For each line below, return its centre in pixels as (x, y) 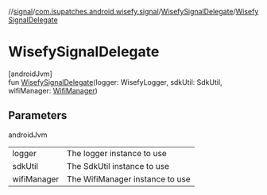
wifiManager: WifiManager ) (53, 90)
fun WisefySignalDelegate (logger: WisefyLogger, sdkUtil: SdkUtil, (115, 82)
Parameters (38, 115)
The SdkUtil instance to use (118, 166)
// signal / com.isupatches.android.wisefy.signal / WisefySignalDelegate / (122, 11)
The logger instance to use (116, 153)
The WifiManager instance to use (128, 179)
